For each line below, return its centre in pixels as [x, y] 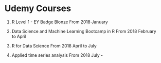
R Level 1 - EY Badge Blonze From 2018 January [60, 22]
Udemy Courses [38, 8]
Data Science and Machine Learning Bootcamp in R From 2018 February [84, 31]
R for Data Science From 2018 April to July [54, 46]
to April [19, 36]
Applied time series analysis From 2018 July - [57, 55]
